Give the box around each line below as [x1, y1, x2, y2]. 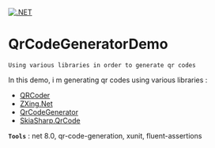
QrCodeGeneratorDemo [8, 36, 168, 53]
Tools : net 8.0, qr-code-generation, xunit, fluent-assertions [8, 131, 202, 140]
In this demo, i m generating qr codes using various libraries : [8, 75, 208, 85]
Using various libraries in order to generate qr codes [8, 61, 196, 69]
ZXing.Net [19, 99, 53, 108]
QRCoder [19, 90, 51, 100]
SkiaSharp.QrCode [19, 116, 81, 125]
